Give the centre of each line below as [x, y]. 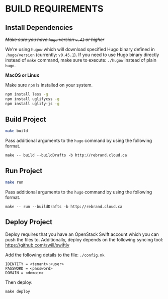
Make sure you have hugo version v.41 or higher [55, 39]
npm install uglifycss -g [32, 99]
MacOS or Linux [22, 75]
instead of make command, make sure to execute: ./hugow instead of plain [81, 60]
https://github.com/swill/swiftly [37, 245]
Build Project [26, 119]
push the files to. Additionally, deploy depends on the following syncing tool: [84, 239]
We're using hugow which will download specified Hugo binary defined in [80, 49]
